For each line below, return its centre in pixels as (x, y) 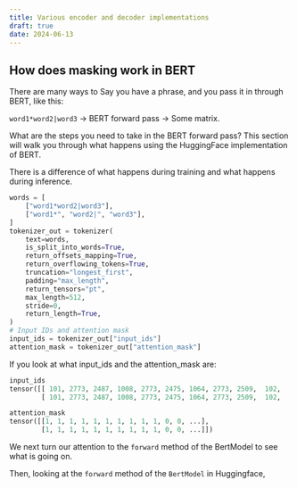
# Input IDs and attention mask (69, 331)
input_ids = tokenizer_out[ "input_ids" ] (86, 339)
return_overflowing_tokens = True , (87, 264)
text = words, (47, 239)
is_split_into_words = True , (75, 248)
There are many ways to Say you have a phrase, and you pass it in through (146, 92)
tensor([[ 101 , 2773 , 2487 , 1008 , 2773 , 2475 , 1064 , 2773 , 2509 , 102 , (145, 389)
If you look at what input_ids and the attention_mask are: (113, 364)
